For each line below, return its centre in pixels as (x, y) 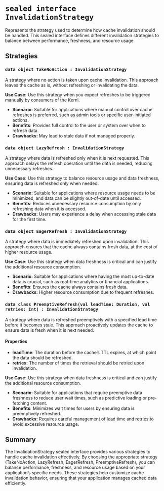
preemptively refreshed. (37, 413)
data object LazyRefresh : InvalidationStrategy (65, 148)
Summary (20, 440)
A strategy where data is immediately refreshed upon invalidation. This (77, 242)
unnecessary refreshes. (29, 168)
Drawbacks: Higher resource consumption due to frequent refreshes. (83, 292)
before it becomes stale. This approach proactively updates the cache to (79, 325)
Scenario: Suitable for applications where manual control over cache (82, 109)
